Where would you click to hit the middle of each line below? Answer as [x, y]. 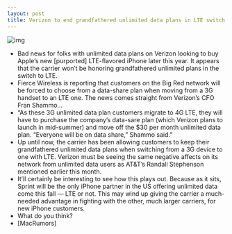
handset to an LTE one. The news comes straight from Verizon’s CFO [116, 97]
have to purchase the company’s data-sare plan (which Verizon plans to [120, 119]
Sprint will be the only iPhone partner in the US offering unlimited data [117, 186]
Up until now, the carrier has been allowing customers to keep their [113, 142]
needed [28, 201]
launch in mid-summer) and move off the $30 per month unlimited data [119, 127]
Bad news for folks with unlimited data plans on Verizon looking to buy [118, 53]
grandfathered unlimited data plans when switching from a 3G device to [120, 149]
